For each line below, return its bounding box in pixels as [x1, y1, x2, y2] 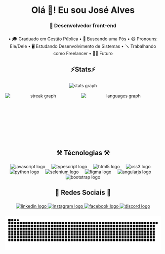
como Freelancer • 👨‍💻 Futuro [53, 51, 113, 57]
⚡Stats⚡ [70, 65, 96, 74]
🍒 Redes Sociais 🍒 [55, 189, 111, 197]
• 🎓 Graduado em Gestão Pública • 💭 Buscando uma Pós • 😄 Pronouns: [8, 36, 158, 42]
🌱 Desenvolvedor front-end [49, 22, 117, 29]
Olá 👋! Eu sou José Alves [31, 4, 135, 16]
